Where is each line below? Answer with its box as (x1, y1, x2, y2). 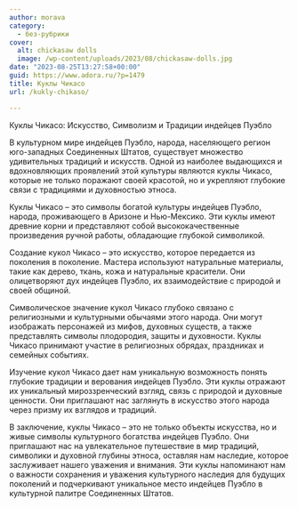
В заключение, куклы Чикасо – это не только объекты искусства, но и (9, 422, 278, 432)
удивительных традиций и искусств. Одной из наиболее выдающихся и (9, 156, 283, 166)
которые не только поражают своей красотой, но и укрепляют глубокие (9, 174, 286, 185)
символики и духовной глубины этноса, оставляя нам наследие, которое (9, 450, 289, 461)
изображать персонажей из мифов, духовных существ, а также (9, 321, 252, 332)
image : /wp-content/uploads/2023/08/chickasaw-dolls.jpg (17, 54, 233, 63)
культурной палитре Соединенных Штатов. (9, 487, 174, 498)
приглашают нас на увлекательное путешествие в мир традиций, (9, 440, 260, 451)
